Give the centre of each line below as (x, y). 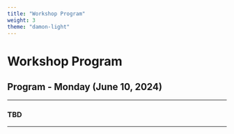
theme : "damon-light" (39, 27)
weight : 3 (22, 20)
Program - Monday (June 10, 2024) (85, 87)
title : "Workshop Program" (46, 14)
